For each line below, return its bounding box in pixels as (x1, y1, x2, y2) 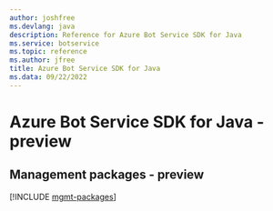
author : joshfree (9, 13, 76, 23)
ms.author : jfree (9, 55, 76, 65)
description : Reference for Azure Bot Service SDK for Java (9, 30, 243, 39)
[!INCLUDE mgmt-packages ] (9, 191, 116, 202)
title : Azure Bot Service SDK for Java (9, 65, 161, 74)
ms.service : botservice (9, 38, 100, 48)
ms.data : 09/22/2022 (9, 73, 88, 82)
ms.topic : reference (9, 47, 88, 56)
